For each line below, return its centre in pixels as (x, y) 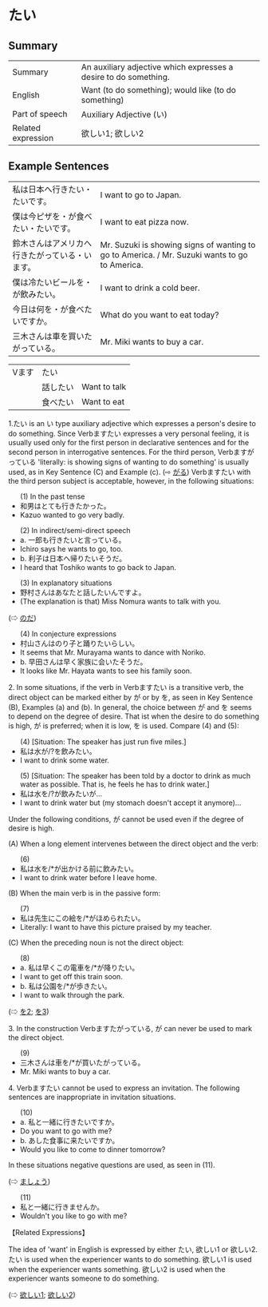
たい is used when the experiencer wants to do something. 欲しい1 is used (130, 1259)
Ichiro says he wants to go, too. (71, 548)
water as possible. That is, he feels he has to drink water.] (114, 784)
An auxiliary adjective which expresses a (157, 67)
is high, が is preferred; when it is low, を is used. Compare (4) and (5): (124, 725)
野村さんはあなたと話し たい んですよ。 (83, 592)
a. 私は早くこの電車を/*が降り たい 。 (79, 967)
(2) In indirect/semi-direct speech (75, 530)
